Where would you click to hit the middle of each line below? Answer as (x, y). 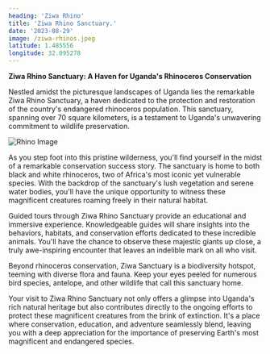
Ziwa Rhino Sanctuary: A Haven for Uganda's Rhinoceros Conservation (130, 76)
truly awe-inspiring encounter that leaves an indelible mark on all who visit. (133, 250)
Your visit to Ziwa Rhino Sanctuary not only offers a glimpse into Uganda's (132, 298)
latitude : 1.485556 (41, 46)
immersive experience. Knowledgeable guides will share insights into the (129, 224)
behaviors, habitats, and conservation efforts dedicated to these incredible (132, 233)
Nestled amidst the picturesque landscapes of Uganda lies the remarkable (132, 92)
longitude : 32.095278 (45, 53)
